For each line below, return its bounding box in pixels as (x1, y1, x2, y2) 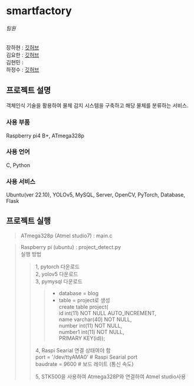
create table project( (58, 303, 108, 310)
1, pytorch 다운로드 (35, 263, 80, 270)
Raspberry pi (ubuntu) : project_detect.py (20, 243, 121, 250)
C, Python (6, 161, 31, 169)
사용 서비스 (6, 177, 36, 185)
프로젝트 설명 (6, 85, 51, 95)
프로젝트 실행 (6, 216, 51, 226)
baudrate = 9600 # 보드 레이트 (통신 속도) (35, 360, 134, 367)
